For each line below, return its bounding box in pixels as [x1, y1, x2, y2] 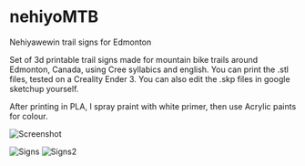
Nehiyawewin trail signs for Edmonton [9, 36, 152, 47]
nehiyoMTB [9, 6, 98, 27]
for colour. [9, 110, 48, 121]
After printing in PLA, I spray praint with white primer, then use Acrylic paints [9, 100, 297, 111]
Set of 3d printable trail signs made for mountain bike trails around [9, 54, 259, 65]
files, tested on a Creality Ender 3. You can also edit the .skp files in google [9, 73, 290, 84]
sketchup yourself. [9, 83, 79, 94]
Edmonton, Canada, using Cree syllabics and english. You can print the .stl [9, 64, 290, 75]
